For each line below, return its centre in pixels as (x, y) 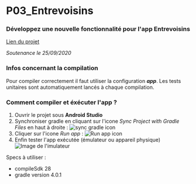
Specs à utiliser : (26, 157)
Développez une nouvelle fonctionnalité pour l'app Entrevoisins (98, 29)
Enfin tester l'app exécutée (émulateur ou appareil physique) (87, 140)
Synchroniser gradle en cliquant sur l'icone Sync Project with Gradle (97, 121)
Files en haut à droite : (41, 127)
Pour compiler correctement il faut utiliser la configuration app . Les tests (94, 81)
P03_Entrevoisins (50, 11)
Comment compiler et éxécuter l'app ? (61, 102)
